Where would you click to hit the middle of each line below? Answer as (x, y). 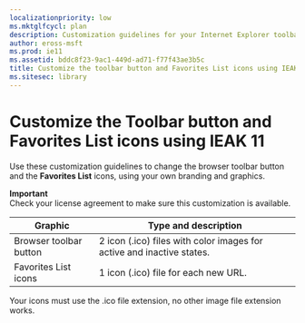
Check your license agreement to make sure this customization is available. (150, 203)
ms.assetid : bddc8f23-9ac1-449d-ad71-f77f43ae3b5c (107, 60)
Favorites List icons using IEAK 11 (137, 141)
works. (22, 310)
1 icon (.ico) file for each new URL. (172, 272)
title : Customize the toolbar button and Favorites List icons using (144, 69)
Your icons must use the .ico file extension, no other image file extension (145, 300)
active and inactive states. (154, 252)
